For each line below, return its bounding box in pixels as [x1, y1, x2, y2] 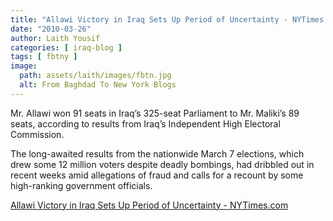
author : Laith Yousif [10, 33, 101, 43]
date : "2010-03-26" [10, 24, 92, 34]
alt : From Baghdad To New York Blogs [19, 80, 177, 90]
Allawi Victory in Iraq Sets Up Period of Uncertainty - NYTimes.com [10, 199, 289, 211]
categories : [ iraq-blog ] [10, 42, 123, 53]
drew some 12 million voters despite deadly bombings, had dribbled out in [10, 158, 315, 170]
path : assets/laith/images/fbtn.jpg [19, 71, 172, 81]
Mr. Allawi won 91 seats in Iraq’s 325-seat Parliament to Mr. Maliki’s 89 [10, 107, 300, 119]
